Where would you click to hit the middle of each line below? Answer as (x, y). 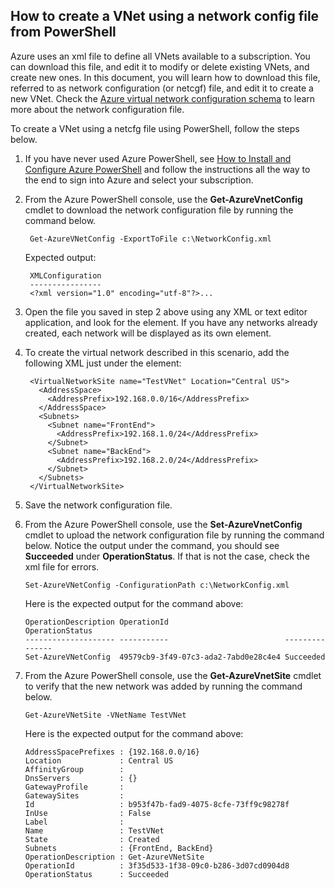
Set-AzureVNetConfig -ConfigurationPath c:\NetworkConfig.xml (157, 585)
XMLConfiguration (65, 275)
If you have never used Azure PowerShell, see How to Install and (158, 158)
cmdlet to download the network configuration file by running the (159, 210)
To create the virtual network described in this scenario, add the (157, 352)
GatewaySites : (74, 795)
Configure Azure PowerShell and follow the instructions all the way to (167, 169)
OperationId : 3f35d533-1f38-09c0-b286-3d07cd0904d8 (157, 865)
